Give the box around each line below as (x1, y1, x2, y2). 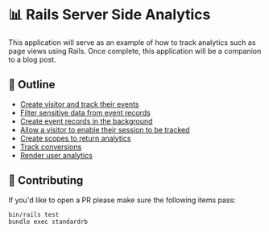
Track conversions (19, 141, 82, 152)
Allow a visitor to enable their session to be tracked (19, 124, 190, 134)
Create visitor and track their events (19, 99, 139, 108)
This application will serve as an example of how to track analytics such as (8, 37, 256, 47)
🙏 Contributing (8, 173, 84, 188)
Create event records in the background (19, 116, 153, 126)
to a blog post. (8, 55, 56, 64)
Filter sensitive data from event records (19, 108, 151, 117)
